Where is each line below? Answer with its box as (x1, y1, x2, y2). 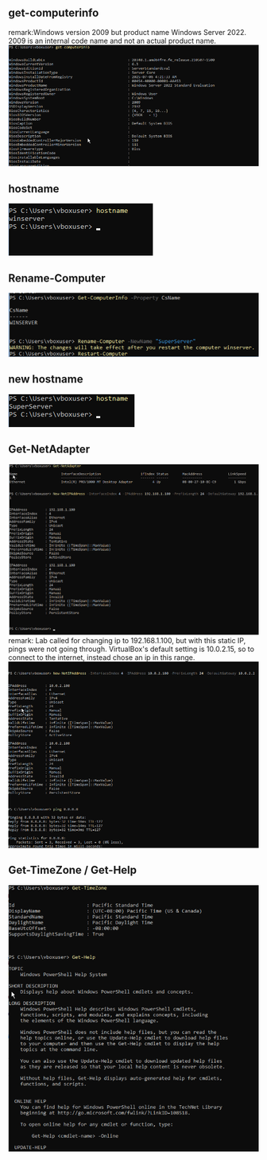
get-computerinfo (8, 6, 99, 20)
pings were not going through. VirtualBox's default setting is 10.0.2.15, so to (8, 644, 254, 654)
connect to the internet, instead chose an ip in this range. (8, 653, 195, 662)
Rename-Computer (8, 271, 106, 285)
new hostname (8, 373, 83, 386)
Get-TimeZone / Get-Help (8, 863, 137, 877)
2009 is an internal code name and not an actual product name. (8, 36, 217, 45)
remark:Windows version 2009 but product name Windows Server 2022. (8, 27, 246, 37)
